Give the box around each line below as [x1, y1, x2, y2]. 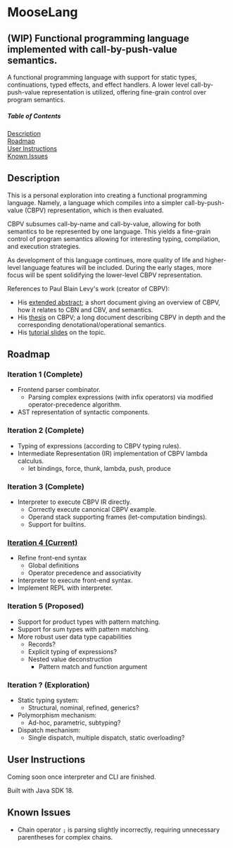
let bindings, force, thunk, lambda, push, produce [27, 464, 171, 472]
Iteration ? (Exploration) [7, 680, 90, 689]
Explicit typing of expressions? [27, 647, 118, 656]
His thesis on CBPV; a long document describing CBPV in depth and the [17, 313, 226, 321]
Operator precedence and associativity [27, 569, 142, 577]
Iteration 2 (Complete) [7, 426, 84, 436]
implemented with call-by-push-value [7, 43, 177, 55]
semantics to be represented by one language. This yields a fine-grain [7, 227, 211, 235]
